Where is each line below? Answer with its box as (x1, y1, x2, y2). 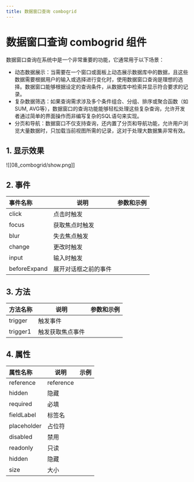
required (9, 400, 33, 408)
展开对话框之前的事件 (53, 265, 112, 273)
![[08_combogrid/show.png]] (6, 161, 75, 168)
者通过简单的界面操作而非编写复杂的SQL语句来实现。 (14, 112, 143, 119)
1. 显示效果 (6, 146, 45, 156)
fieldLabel (9, 411, 36, 419)
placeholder (9, 422, 42, 430)
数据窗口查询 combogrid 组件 (6, 36, 147, 49)
